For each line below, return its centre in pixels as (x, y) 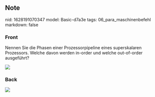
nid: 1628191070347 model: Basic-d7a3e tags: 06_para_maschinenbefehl (78, 19)
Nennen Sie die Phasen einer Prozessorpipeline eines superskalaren (73, 48)
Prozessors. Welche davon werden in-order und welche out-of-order (74, 53)
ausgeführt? (17, 58)
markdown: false (22, 25)
